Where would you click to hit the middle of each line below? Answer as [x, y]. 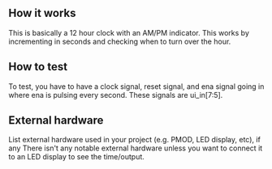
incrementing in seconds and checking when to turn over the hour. [120, 41]
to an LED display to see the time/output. [76, 157]
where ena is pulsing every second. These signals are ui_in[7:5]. [116, 95]
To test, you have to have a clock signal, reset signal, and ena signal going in [136, 86]
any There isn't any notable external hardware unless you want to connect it [136, 148]
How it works [42, 13]
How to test [38, 67]
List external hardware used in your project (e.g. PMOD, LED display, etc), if [135, 140]
